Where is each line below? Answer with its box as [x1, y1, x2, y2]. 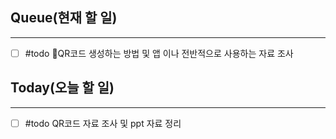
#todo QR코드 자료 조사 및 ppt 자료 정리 [24, 117, 182, 129]
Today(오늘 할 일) [10, 79, 115, 97]
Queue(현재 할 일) [10, 9, 118, 27]
